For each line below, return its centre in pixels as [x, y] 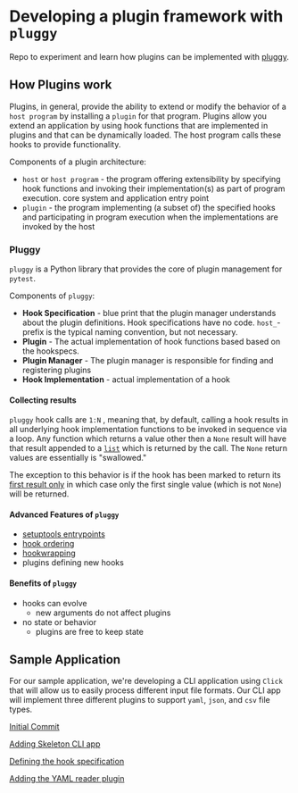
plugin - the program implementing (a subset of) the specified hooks [149, 207]
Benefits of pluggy [43, 583]
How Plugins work [61, 85]
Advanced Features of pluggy [64, 514]
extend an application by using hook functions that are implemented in [139, 125]
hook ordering [48, 544]
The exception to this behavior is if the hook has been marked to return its [145, 475]
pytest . [22, 279]
